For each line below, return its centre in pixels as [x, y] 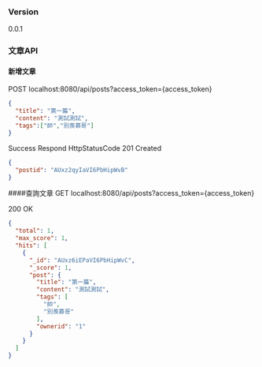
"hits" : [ [31, 246]
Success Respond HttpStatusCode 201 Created [85, 148]
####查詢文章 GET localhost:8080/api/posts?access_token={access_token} [131, 193]
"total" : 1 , [35, 231]
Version [24, 12]
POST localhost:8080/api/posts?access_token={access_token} [110, 89]
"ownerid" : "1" [61, 326]
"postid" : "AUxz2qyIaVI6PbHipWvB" [72, 170]
